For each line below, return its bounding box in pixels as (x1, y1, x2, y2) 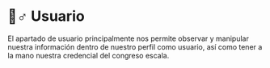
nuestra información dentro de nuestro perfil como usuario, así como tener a (7, 42, 263, 51)
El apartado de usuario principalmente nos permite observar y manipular (7, 34, 250, 43)
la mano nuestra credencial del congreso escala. (7, 50, 170, 60)
